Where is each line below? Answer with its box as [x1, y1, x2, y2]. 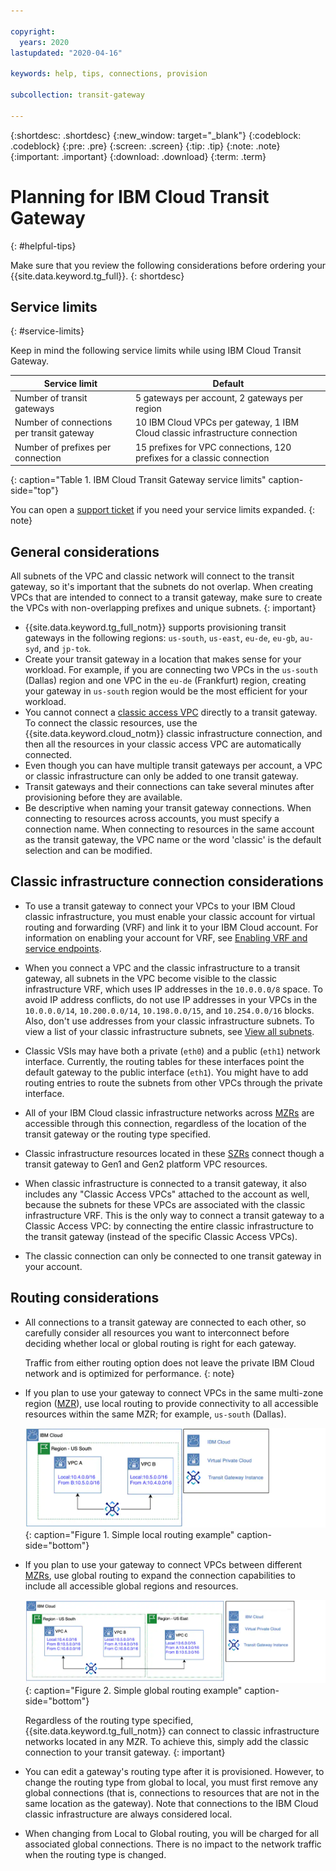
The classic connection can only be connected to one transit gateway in [24, 1250, 322, 1262]
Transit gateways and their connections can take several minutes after [24, 780, 315, 792]
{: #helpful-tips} [10, 240, 77, 252]
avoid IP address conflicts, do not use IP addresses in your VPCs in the [24, 993, 318, 1005]
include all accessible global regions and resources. [24, 1580, 239, 1592]
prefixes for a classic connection [134, 451, 270, 464]
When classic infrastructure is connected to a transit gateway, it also [24, 1177, 307, 1189]
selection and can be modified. [24, 844, 153, 856]
